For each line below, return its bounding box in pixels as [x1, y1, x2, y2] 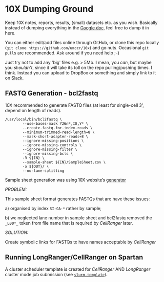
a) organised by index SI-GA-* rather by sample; [5, 205, 102, 211]
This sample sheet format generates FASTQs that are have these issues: [5, 196, 150, 202]
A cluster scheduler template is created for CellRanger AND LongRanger [5, 266, 151, 272]
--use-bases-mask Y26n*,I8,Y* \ [22, 121, 89, 126]
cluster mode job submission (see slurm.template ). [5, 271, 108, 277]
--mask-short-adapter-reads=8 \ [22, 134, 89, 139]
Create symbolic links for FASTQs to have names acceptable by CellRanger [5, 239, 156, 245]
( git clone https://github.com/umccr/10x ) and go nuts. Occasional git [5, 45, 149, 50]
